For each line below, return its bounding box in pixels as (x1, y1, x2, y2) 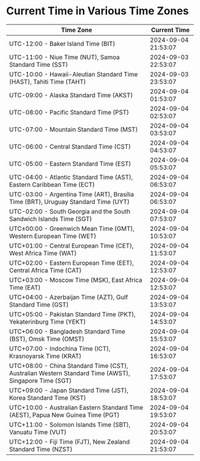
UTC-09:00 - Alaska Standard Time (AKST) (9, 91, 133, 99)
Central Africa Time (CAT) (9, 266, 82, 274)
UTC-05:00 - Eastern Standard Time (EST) (9, 159, 132, 168)
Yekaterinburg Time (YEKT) (9, 317, 86, 326)
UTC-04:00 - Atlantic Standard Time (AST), (9, 173, 133, 181)
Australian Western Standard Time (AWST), (9, 369, 130, 377)
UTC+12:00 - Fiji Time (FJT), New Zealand (9, 437, 130, 445)
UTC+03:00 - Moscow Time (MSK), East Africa (9, 276, 143, 284)
